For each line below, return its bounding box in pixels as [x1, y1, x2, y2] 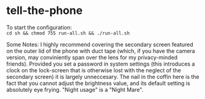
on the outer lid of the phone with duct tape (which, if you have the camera [6, 47, 195, 55]
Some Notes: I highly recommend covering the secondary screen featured [6, 41, 194, 48]
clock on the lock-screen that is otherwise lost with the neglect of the [6, 66, 182, 73]
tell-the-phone [6, 4, 83, 18]
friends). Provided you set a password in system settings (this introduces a [6, 60, 195, 67]
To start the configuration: [6, 24, 72, 31]
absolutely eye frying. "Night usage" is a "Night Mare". [6, 86, 144, 93]
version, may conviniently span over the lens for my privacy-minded [6, 53, 178, 61]
